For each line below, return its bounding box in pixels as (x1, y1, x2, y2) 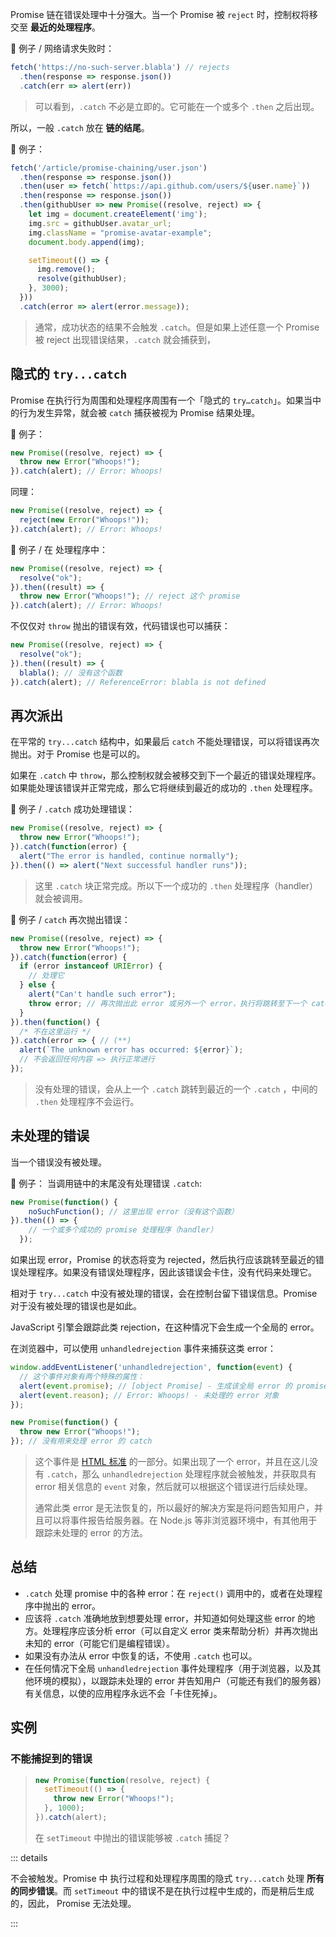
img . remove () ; (36, 264, 97, 275)
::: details (10, 1851, 48, 1863)
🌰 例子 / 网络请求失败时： (10, 43, 115, 54)
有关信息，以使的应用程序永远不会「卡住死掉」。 (24, 1687, 223, 1699)
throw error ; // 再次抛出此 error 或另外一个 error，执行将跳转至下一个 (28, 998, 308, 1008)
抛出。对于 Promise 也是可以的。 (10, 748, 146, 760)
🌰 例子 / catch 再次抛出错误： (10, 913, 131, 925)
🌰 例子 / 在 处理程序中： (10, 543, 108, 555)
